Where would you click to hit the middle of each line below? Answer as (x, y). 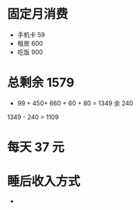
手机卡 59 (31, 35)
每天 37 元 (36, 147)
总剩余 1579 (41, 83)
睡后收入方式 (44, 182)
